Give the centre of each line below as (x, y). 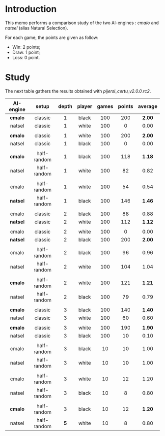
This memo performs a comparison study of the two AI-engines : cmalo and (82, 23)
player (84, 106)
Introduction (31, 9)
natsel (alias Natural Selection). (37, 28)
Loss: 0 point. (26, 57)
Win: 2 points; (26, 47)
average (148, 106)
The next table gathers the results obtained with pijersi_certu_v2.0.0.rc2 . (78, 91)
